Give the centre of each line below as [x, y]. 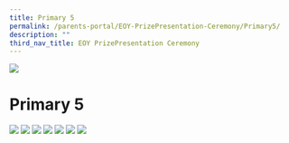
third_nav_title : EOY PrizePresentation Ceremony [105, 43]
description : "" [40, 34]
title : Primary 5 [42, 18]
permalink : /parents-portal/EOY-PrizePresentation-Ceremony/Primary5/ [145, 26]
